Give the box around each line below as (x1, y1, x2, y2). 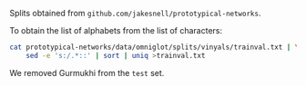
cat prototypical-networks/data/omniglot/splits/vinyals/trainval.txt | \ (9, 43, 300, 52)
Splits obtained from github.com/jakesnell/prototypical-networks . (9, 8, 261, 18)
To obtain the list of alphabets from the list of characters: (9, 25, 223, 35)
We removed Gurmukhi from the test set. (9, 67, 165, 78)
